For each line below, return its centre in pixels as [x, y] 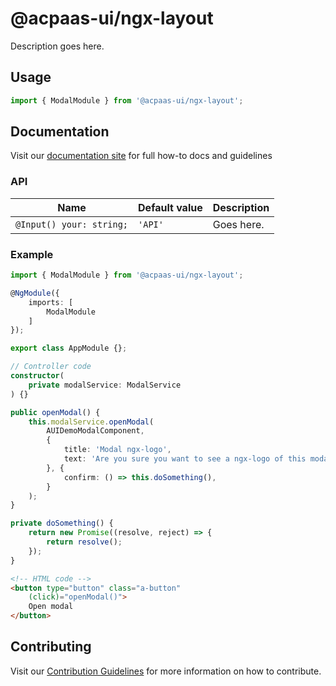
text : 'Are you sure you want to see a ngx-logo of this [185, 459]
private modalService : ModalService [105, 385]
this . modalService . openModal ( [91, 422]
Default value [170, 207]
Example [32, 254]
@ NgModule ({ [35, 293]
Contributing [51, 647]
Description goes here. [57, 46]
